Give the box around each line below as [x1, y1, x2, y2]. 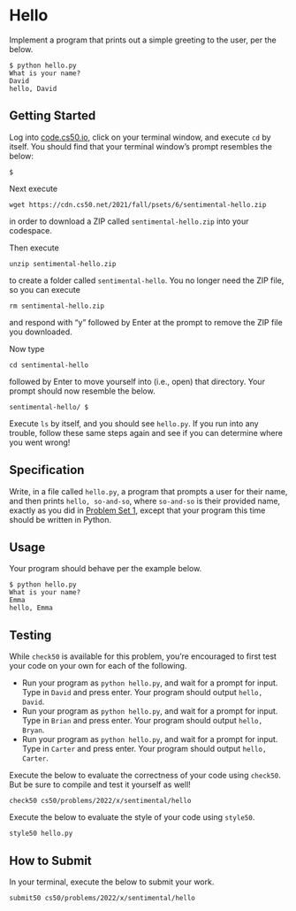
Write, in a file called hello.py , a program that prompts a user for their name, [9, 486, 288, 496]
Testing [9, 627, 52, 642]
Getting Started [9, 108, 96, 124]
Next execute [9, 183, 58, 194]
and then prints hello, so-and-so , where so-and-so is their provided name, [9, 495, 281, 506]
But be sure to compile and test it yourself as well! [9, 779, 192, 790]
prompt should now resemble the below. [9, 386, 156, 396]
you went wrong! [9, 437, 71, 448]
